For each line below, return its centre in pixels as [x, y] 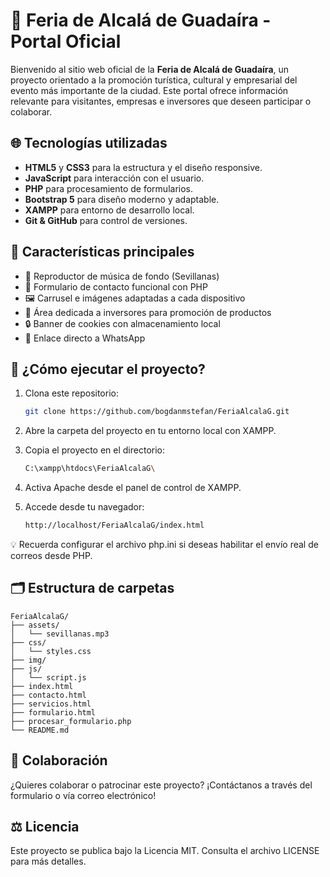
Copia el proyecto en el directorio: [95, 450]
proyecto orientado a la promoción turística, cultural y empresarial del [154, 80]
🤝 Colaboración [59, 760]
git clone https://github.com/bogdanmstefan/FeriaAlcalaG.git [157, 412]
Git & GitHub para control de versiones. [106, 220]
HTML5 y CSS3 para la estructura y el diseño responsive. [143, 167]
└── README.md [40, 730]
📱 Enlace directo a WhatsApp [85, 338]
